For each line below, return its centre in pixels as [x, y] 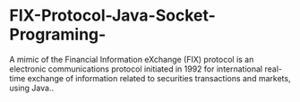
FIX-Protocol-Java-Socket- [113, 16]
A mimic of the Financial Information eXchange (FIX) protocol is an [132, 59]
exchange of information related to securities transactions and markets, [159, 78]
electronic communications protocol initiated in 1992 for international [136, 69]
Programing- [58, 34]
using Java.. [32, 88]
